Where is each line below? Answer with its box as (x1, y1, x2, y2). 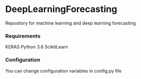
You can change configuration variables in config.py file (5, 67, 122, 73)
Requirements (5, 32, 41, 39)
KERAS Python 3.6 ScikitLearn (5, 44, 68, 50)
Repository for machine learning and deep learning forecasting (5, 20, 136, 26)
